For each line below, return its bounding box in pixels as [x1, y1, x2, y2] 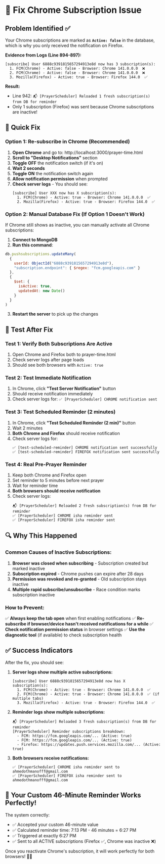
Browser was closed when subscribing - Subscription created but [12, 560, 149, 566]
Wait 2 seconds [12, 165, 45, 171]
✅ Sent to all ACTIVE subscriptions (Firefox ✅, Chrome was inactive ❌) [12, 838, 157, 844]
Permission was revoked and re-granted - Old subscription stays [12, 576, 147, 582]
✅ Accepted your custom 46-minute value [12, 821, 99, 827]
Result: [5, 84, 20, 89]
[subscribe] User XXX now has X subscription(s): [12, 191, 117, 195]
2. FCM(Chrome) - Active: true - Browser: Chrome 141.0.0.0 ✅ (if [17, 691, 160, 697]
